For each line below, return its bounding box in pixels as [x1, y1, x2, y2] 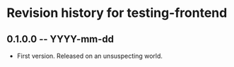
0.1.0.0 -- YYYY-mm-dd [6, 33, 115, 45]
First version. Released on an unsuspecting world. [16, 51, 163, 60]
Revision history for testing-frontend [6, 5, 228, 21]
